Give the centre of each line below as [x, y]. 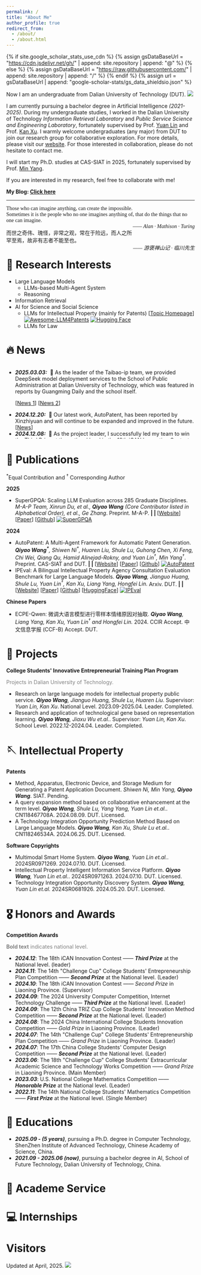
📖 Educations [40, 1122]
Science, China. [34, 1151]
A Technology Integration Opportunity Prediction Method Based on [97, 821]
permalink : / [22, 12]
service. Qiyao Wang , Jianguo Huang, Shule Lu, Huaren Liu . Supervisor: [104, 700]
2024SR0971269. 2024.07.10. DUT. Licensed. [70, 863]
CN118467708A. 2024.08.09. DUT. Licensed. [70, 815]
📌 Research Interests [59, 265]
